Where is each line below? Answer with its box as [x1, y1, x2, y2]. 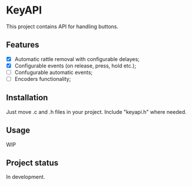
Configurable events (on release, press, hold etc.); [14, 62, 136, 69]
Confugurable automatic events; [14, 69, 93, 76]
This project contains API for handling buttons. [6, 23, 119, 30]
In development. [6, 174, 45, 181]
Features [6, 40, 39, 50]
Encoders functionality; [14, 75, 72, 82]
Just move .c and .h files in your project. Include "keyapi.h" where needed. [6, 108, 187, 115]
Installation [6, 93, 48, 103]
